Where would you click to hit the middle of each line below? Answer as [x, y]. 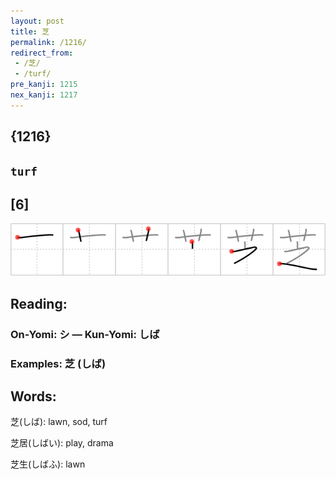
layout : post [37, 21]
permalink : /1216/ [48, 42]
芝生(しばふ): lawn [48, 464]
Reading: [39, 303]
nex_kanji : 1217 [44, 95]
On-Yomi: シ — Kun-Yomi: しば [85, 334]
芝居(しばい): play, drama [62, 443]
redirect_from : [42, 53]
